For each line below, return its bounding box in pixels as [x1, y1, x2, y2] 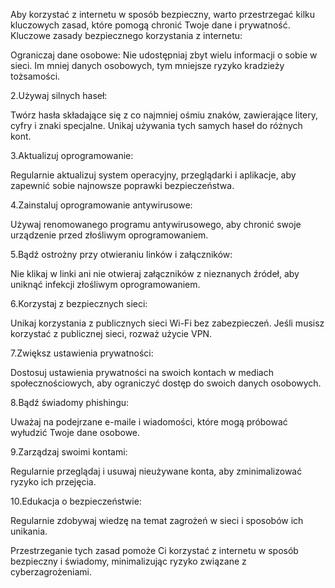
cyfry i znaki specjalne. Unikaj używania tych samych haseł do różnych [10, 120, 303, 131]
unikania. [10, 525, 48, 537]
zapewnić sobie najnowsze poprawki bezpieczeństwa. [10, 180, 235, 191]
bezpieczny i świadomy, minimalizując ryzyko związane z [10, 555, 247, 567]
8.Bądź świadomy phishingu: [10, 397, 130, 408]
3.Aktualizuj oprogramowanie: [10, 150, 134, 161]
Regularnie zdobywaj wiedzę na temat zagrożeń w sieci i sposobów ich [10, 515, 304, 526]
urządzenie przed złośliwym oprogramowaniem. [10, 229, 209, 241]
